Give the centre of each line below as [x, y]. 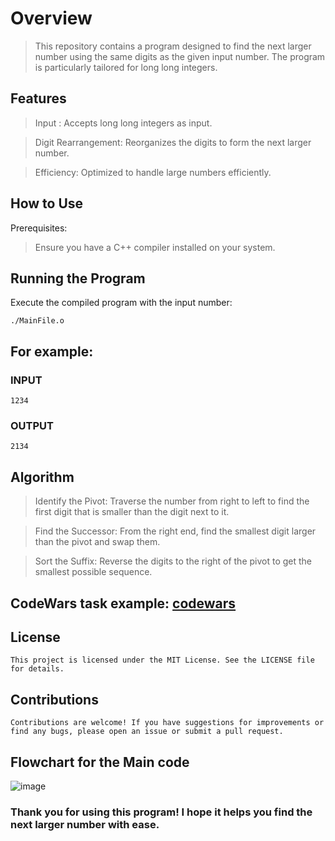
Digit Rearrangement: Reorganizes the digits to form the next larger [173, 142]
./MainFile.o [37, 321]
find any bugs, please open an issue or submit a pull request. [147, 732]
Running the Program [78, 278]
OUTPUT [32, 425]
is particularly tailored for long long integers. [126, 67]
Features [38, 98]
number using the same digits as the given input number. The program [180, 56]
